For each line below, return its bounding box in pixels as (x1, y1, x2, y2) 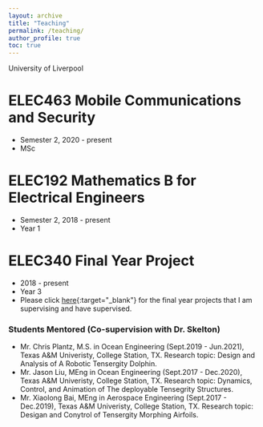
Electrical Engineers (8, 189, 145, 207)
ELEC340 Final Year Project (8, 252, 195, 270)
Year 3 (19, 286, 42, 296)
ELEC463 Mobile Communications (8, 91, 242, 110)
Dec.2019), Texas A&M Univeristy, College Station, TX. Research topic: (19, 401, 254, 411)
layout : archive (8, 11, 63, 20)
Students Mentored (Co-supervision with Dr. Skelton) (8, 324, 221, 335)
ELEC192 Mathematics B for (8, 171, 196, 190)
